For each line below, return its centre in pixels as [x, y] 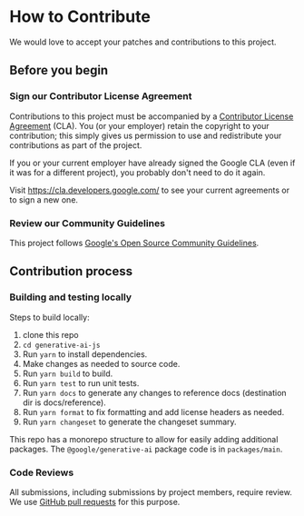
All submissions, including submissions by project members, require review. [151, 491]
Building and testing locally [71, 297]
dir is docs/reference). [64, 402]
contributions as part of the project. [76, 145]
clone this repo [50, 334]
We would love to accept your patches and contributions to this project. [143, 42]
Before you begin [59, 70]
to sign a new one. [44, 199]
